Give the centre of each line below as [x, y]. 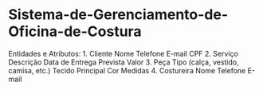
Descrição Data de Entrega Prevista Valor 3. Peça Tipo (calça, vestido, [124, 62]
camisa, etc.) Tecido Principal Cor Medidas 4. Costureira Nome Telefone [127, 70]
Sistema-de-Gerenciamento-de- [118, 15]
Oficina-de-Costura [75, 31]
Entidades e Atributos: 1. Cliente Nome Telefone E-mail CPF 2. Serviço [124, 53]
